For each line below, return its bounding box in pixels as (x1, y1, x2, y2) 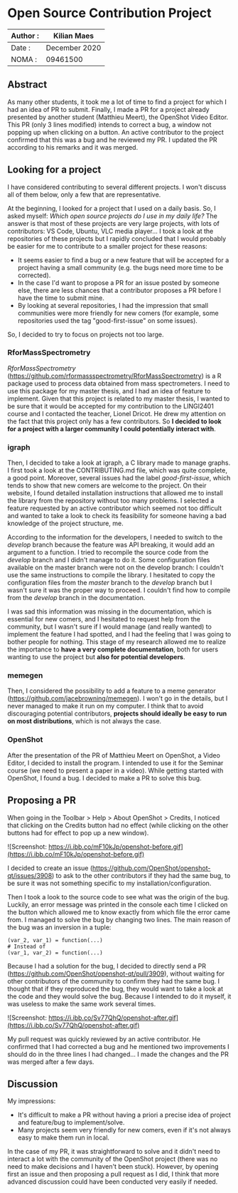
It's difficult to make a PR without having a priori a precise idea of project (17, 1110, 231, 1120)
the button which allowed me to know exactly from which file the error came (7, 907, 231, 916)
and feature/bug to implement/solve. (17, 1118, 125, 1127)
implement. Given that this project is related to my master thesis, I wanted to (7, 394, 230, 403)
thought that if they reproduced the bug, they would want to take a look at (7, 984, 224, 993)
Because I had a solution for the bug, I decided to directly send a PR (7, 961, 206, 970)
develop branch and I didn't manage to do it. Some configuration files (7, 556, 211, 564)
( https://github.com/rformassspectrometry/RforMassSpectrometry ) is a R (7, 371, 222, 380)
